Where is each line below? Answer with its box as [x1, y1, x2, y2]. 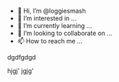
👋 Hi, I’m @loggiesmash [17, 7, 86, 15]
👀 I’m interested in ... [17, 14, 77, 22]
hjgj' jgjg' [7, 67, 34, 75]
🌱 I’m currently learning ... [17, 22, 92, 29]
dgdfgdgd [7, 53, 36, 61]
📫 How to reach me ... [17, 37, 83, 45]
